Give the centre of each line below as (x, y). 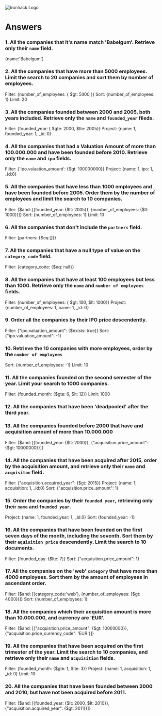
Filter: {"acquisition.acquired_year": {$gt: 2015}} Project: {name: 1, (71, 483)
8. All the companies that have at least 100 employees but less (80, 280)
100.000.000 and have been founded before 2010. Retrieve (76, 152)
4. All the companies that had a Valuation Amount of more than (81, 146)
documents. (20, 548)
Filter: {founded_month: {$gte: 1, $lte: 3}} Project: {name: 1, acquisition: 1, (78, 669)
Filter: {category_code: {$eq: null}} (40, 267)
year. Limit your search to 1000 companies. (57, 383)
